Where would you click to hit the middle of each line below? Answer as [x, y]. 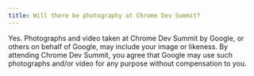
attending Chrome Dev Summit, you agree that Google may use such [120, 55]
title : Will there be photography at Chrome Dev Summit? [104, 15]
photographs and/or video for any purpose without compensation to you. [128, 63]
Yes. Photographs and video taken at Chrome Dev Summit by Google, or [126, 38]
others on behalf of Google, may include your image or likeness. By [118, 46]
